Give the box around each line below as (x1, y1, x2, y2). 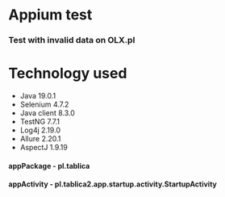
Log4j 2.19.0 (19, 125, 60, 135)
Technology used (8, 65, 127, 82)
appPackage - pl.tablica (8, 161, 90, 170)
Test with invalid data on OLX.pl (8, 35, 135, 46)
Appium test (8, 6, 93, 24)
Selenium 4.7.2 (19, 99, 69, 110)
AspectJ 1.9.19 (19, 143, 69, 153)
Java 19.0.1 (19, 91, 56, 101)
